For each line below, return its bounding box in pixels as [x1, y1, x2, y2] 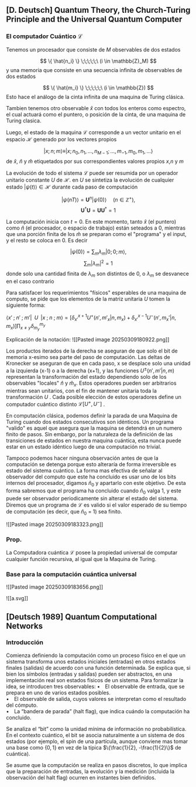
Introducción [6, 638, 44, 646]
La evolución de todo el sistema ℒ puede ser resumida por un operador [6, 170, 178, 177]
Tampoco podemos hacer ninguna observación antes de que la [6, 454, 159, 462]
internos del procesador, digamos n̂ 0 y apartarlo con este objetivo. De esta [6, 480, 186, 488]
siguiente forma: [6, 302, 46, 309]
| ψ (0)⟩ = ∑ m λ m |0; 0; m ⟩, [70, 248, 127, 256]
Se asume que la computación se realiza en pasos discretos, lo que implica [6, 761, 187, 768]
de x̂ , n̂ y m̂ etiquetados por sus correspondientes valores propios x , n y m [6, 158, 184, 165]
